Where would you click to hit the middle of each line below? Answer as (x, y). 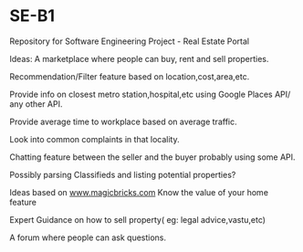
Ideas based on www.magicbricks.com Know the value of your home (139, 192)
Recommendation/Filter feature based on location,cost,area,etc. (130, 76)
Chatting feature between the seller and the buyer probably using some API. (152, 157)
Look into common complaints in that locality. (94, 139)
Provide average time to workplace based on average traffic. (123, 121)
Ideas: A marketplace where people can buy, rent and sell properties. (139, 58)
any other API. (36, 104)
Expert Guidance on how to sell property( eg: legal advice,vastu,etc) (138, 219)
